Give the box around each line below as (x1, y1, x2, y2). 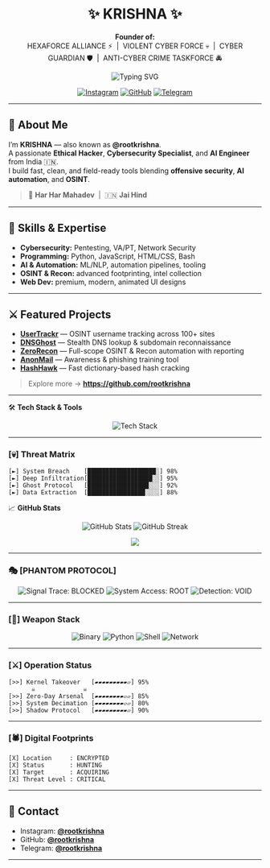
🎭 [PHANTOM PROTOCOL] (8, 564, 117, 576)
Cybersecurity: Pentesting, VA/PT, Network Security (19, 242, 197, 252)
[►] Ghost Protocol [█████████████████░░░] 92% (8, 481, 178, 490)
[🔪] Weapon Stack (8, 614, 80, 625)
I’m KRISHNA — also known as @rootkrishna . (8, 139, 162, 149)
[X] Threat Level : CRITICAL (8, 775, 106, 783)
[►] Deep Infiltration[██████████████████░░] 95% (8, 474, 178, 482)
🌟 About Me (8, 118, 68, 132)
